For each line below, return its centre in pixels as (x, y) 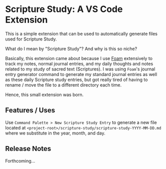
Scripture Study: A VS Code (64, 9)
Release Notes (28, 149)
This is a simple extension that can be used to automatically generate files (81, 33)
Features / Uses (30, 110)
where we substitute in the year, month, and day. (55, 133)
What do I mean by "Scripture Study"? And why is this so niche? (71, 48)
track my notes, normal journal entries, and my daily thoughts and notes (79, 63)
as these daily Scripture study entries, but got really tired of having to (76, 79)
